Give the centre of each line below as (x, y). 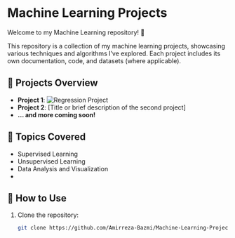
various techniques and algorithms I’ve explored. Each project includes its (114, 53)
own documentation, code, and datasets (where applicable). (94, 60)
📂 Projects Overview (53, 83)
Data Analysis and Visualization (63, 168)
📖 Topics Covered (47, 137)
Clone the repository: (48, 215)
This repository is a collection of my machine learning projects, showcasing (116, 46)
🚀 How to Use (37, 198)
